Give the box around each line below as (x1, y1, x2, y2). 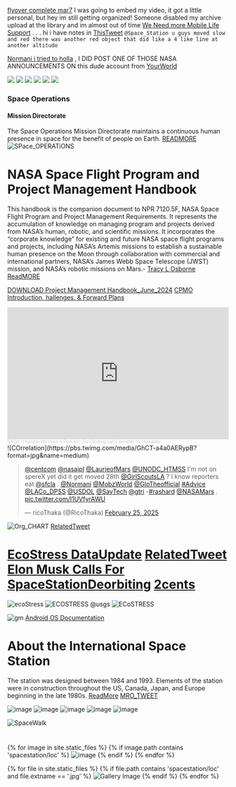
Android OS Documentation (25, 614, 105, 622)
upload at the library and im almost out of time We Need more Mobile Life (7, 21, 220, 29)
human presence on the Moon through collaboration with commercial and (7, 250, 220, 258)
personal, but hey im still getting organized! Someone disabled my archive (7, 13, 221, 22)
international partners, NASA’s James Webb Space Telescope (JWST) (7, 257, 209, 266)
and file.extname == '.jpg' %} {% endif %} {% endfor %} (7, 772, 220, 781)
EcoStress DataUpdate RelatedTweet (7, 547, 227, 562)
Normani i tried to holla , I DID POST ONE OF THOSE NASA (7, 54, 177, 63)
